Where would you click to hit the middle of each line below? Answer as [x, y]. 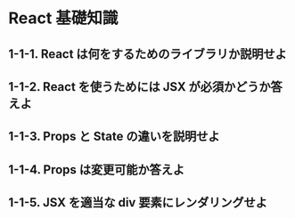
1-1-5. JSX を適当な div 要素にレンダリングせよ [138, 202]
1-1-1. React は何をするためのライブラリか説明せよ [147, 54]
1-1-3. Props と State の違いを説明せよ [114, 137]
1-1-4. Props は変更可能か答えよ [97, 170]
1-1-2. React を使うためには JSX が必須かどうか [139, 87]
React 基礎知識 [63, 18]
